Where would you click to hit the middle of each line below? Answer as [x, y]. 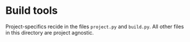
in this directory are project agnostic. [50, 32]
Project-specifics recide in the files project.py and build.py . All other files [95, 26]
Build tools [32, 11]
